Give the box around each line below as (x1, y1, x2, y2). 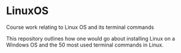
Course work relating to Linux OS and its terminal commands (6, 24, 154, 31)
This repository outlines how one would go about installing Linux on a (6, 35, 176, 42)
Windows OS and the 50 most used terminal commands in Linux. (6, 41, 164, 48)
